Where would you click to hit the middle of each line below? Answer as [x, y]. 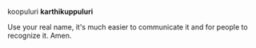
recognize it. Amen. [40, 36]
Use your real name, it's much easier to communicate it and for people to [128, 27]
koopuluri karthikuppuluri [50, 12]
